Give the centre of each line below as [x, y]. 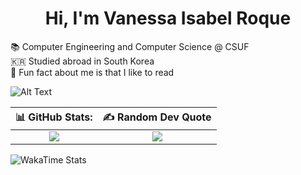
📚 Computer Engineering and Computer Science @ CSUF [130, 46]
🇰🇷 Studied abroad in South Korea [82, 61]
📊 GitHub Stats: [54, 117]
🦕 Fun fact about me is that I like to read [92, 72]
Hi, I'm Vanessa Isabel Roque [168, 18]
